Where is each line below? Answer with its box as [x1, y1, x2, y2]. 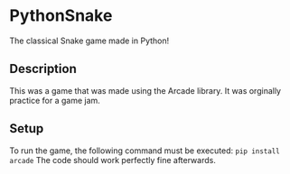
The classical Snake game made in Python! [9, 35, 170, 46]
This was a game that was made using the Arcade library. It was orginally [9, 85, 282, 96]
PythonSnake [9, 5, 113, 26]
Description [9, 61, 77, 77]
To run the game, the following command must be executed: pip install [9, 145, 280, 156]
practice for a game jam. [9, 95, 101, 105]
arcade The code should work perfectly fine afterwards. [9, 154, 217, 165]
